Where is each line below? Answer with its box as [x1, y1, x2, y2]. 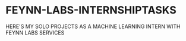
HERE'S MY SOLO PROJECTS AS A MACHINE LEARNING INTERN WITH [5, 23, 181, 30]
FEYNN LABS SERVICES [5, 29, 65, 36]
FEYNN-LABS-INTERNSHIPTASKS [5, 4, 176, 17]
